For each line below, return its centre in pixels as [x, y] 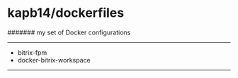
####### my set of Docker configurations [69, 32]
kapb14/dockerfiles [66, 13]
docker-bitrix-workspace [54, 60]
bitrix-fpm [32, 52]
